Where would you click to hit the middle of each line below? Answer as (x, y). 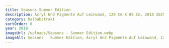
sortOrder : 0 (19, 24)
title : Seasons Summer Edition (38, 10)
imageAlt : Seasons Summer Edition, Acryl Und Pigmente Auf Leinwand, (82, 38)
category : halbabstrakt (30, 19)
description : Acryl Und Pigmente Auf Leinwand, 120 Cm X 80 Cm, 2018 (80, 14)
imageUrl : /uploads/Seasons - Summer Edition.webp (59, 33)
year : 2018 (17, 28)
